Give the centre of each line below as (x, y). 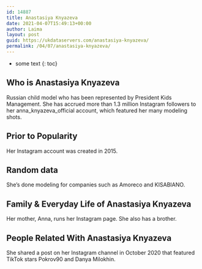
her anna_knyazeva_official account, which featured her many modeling (97, 110)
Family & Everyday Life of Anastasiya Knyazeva (99, 204)
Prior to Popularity (42, 136)
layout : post (23, 35)
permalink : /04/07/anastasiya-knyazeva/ (59, 46)
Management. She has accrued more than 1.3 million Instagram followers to (101, 104)
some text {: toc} (36, 63)
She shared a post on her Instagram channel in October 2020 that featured (101, 252)
